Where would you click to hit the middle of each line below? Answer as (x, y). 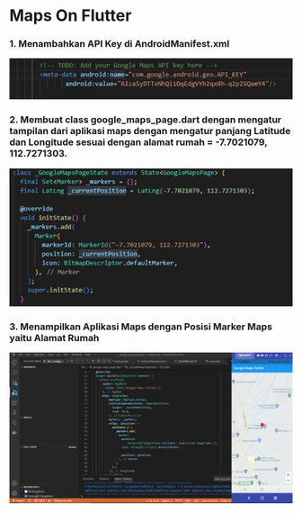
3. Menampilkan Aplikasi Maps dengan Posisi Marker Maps (141, 327)
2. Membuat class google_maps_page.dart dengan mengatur (146, 120)
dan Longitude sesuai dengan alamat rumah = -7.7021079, (138, 142)
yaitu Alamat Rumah (54, 338)
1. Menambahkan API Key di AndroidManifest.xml (120, 44)
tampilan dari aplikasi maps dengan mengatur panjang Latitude (150, 131)
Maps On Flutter (71, 16)
